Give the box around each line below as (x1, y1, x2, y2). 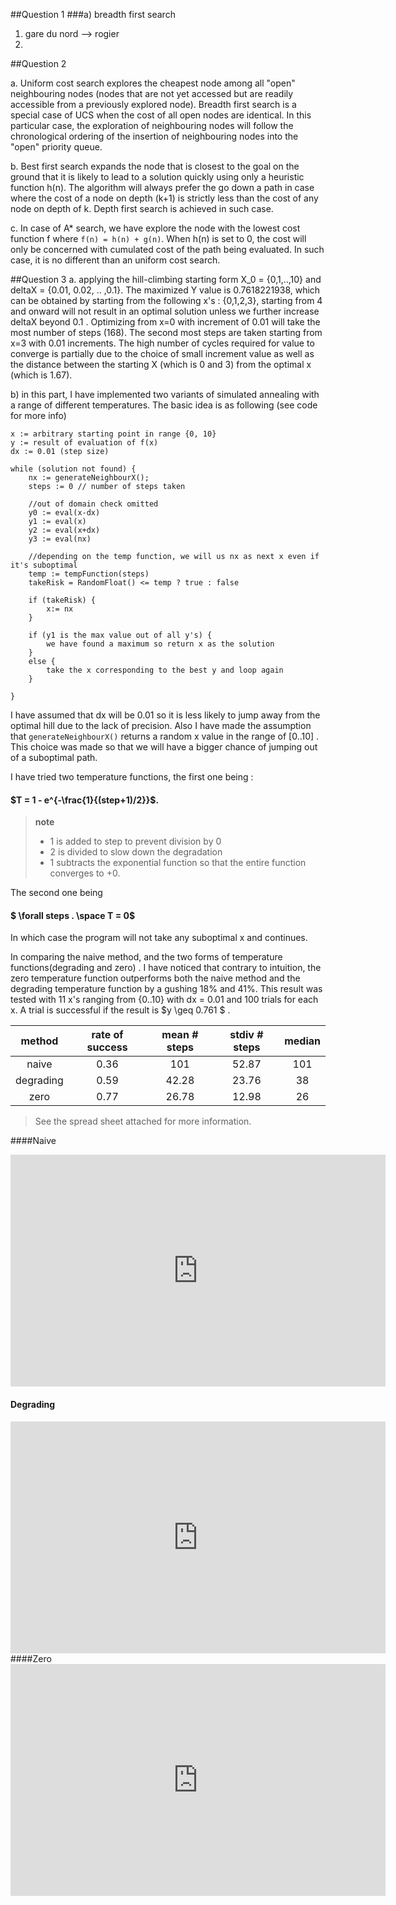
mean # (161, 1028, 199, 1042)
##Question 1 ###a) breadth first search (10, 9, 176, 20)
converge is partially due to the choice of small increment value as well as (10, 348, 315, 359)
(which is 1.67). (10, 369, 73, 381)
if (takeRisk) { (28, 595, 97, 605)
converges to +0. (49, 867, 121, 879)
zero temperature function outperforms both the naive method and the (10, 972, 301, 984)
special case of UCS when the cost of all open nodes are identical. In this (10, 109, 312, 121)
